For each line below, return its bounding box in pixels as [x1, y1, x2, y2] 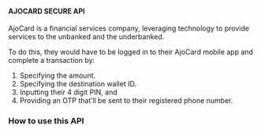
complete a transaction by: [8, 56, 95, 65]
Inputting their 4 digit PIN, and [19, 87, 118, 97]
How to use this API [8, 115, 84, 126]
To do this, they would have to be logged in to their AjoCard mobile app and [8, 47, 254, 57]
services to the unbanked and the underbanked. [8, 32, 165, 42]
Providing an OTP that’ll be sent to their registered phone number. [19, 96, 233, 105]
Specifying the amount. [19, 71, 96, 80]
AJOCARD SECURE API [8, 6, 85, 16]
